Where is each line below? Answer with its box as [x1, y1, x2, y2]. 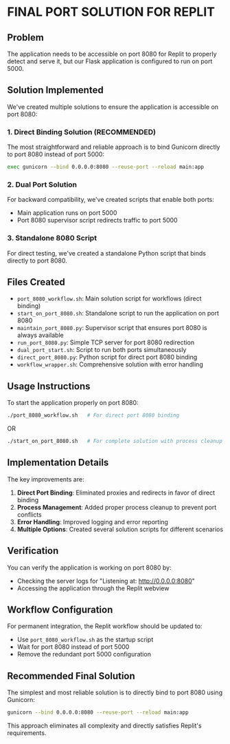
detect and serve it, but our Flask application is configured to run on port [7, 57, 213, 65]
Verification [7, 545, 59, 557]
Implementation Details [7, 457, 109, 468]
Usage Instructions [7, 380, 91, 392]
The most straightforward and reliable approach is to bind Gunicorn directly [7, 143, 220, 152]
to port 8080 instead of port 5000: [7, 150, 105, 158]
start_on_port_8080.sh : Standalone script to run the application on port [16, 309, 220, 318]
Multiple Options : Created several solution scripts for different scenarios [16, 525, 224, 533]
